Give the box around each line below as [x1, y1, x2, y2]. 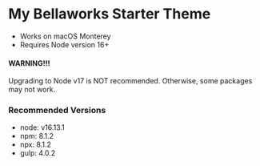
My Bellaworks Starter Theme [8, 5, 211, 23]
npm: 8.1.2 [19, 132, 54, 141]
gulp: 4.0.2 [19, 148, 56, 158]
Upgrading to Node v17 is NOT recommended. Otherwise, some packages [8, 76, 253, 86]
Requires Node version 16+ [19, 39, 110, 49]
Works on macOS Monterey [19, 31, 111, 41]
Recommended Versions [8, 105, 106, 116]
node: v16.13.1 [19, 123, 66, 132]
